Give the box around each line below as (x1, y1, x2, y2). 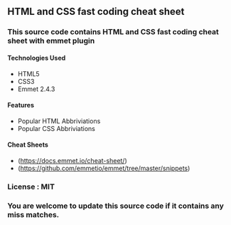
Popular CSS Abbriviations (17, 124, 96, 132)
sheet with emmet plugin (7, 36, 95, 46)
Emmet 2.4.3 (17, 85, 55, 93)
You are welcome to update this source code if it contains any (7, 201, 224, 211)
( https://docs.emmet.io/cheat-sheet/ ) (17, 156, 128, 164)
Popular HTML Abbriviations (17, 117, 101, 125)
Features (7, 101, 34, 110)
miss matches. (7, 209, 60, 219)
